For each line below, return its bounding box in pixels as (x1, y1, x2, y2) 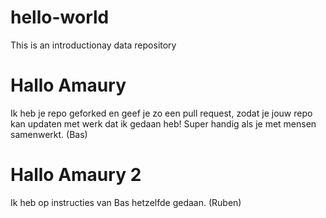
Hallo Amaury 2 (10, 164, 142, 186)
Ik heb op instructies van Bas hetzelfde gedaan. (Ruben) (10, 196, 242, 208)
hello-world (10, 6, 110, 29)
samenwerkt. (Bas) (10, 128, 88, 140)
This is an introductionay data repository (10, 39, 177, 51)
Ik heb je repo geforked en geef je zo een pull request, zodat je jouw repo (10, 107, 313, 119)
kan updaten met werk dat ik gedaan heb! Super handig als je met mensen (10, 117, 317, 130)
